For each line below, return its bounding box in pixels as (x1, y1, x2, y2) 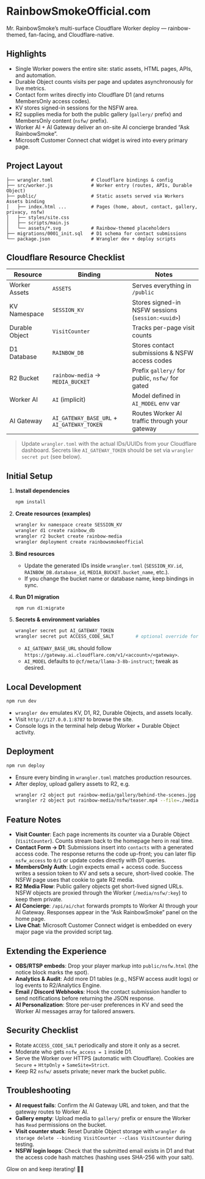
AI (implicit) (52, 396, 86, 404)
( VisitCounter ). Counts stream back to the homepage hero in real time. (15, 837, 194, 845)
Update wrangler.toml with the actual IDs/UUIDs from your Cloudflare (21, 440, 197, 448)
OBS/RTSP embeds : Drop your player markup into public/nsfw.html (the (15, 962, 198, 969)
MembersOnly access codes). (15, 97, 91, 105)
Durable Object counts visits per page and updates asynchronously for (15, 78, 193, 85)
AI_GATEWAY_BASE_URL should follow (24, 645, 112, 652)
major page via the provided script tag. (15, 928, 113, 936)
